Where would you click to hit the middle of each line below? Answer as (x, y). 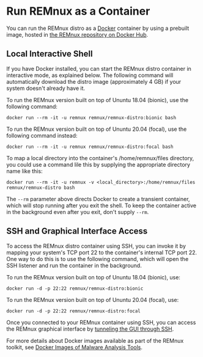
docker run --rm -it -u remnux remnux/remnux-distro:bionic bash (91, 117)
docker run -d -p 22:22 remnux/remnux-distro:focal (73, 311)
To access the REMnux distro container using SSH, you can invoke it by (96, 246)
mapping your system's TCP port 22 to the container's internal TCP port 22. (102, 252)
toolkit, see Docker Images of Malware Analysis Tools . (74, 347)
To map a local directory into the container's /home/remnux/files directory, (100, 158)
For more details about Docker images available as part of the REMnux (95, 340)
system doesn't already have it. (46, 88)
